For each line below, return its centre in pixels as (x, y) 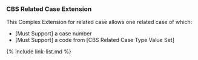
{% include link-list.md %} (39, 52)
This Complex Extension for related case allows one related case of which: (99, 22)
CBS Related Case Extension (49, 9)
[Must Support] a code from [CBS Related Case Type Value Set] (94, 40)
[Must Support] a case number (53, 34)
